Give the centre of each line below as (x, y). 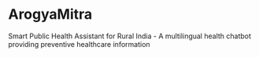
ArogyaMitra (50, 14)
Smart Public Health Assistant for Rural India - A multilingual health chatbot (130, 36)
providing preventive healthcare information (80, 44)
